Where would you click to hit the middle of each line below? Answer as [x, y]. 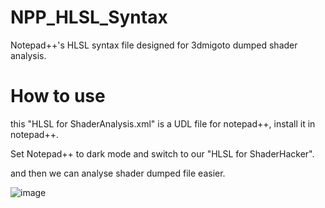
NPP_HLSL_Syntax [89, 17]
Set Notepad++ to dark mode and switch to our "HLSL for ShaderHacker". [162, 153]
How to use [58, 96]
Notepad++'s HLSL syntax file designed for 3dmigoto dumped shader [154, 45]
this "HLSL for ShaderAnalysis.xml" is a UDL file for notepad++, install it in [163, 123]
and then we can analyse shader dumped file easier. [118, 173]
